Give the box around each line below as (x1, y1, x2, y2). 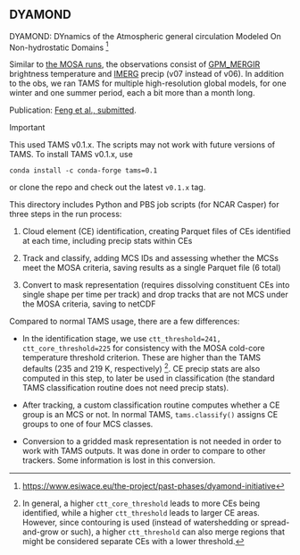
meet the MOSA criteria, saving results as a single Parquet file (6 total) (21, 263, 281, 273)
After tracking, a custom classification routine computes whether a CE (21, 399, 280, 410)
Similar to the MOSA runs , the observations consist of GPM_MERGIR (9, 59, 261, 70)
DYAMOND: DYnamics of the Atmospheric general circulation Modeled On (9, 30, 281, 41)
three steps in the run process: (9, 209, 122, 220)
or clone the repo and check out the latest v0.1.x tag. (9, 182, 206, 193)
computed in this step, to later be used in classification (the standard (21, 373, 275, 383)
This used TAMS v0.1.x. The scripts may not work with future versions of (9, 139, 275, 150)
